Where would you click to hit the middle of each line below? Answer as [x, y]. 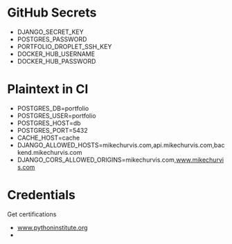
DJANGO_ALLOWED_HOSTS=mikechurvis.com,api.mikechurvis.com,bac [121, 145]
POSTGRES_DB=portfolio [53, 108]
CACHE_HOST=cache [48, 138]
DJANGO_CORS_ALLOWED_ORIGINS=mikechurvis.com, [97, 160]
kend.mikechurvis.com [50, 152]
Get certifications [32, 214]
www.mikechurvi [200, 160]
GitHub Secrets [52, 13]
